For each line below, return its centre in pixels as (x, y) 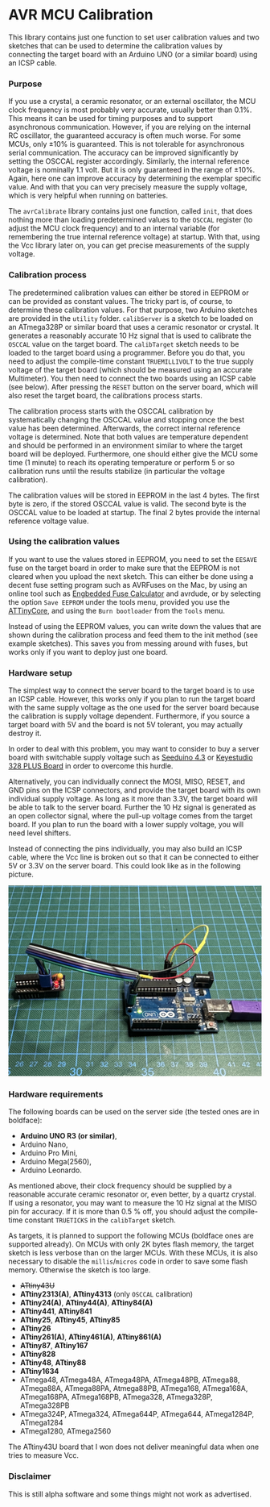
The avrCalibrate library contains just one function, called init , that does (131, 211)
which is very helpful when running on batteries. (88, 196)
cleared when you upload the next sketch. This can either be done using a (131, 576)
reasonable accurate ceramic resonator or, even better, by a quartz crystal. (132, 1194)
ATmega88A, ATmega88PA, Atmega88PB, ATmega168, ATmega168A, (134, 1388)
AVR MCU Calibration (81, 15)
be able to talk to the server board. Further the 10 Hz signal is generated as (132, 807)
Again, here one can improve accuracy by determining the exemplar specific (135, 178)
